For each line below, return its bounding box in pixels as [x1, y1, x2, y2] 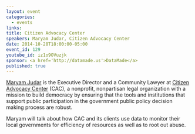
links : [6, 25, 22, 31]
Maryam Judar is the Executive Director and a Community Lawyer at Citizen [6, 79, 190, 86]
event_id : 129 [6, 47, 41, 53]
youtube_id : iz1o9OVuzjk [6, 52, 67, 58]
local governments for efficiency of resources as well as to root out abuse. [6, 121, 186, 129]
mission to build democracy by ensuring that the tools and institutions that [6, 91, 186, 98]
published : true [6, 63, 46, 69]
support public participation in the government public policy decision [6, 98, 173, 105]
